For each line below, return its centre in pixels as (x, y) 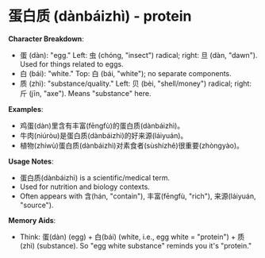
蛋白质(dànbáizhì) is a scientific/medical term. (95, 177)
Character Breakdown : (46, 39)
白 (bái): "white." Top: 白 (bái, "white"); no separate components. (125, 73)
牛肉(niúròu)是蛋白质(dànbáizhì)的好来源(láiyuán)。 (104, 135)
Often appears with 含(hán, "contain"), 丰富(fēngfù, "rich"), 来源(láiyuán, (138, 196)
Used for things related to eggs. (72, 64)
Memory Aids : (32, 220)
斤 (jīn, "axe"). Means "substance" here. (85, 93)
